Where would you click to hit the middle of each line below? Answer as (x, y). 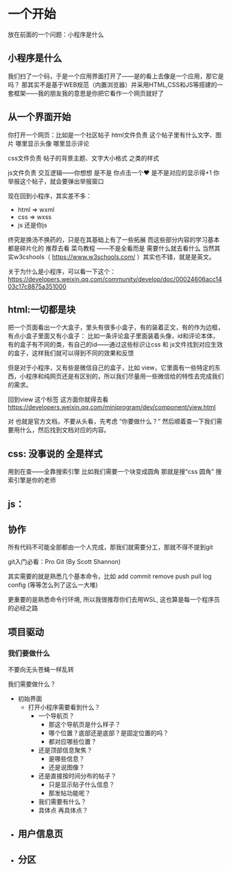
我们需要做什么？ (32, 684)
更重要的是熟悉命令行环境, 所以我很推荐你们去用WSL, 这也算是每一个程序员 (114, 600)
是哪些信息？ (66, 759)
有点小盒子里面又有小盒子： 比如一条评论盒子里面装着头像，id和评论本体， (113, 336)
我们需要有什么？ (62, 802)
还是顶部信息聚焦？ (65, 750)
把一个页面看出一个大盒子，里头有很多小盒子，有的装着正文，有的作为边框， (116, 328)
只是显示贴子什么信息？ (82, 784)
